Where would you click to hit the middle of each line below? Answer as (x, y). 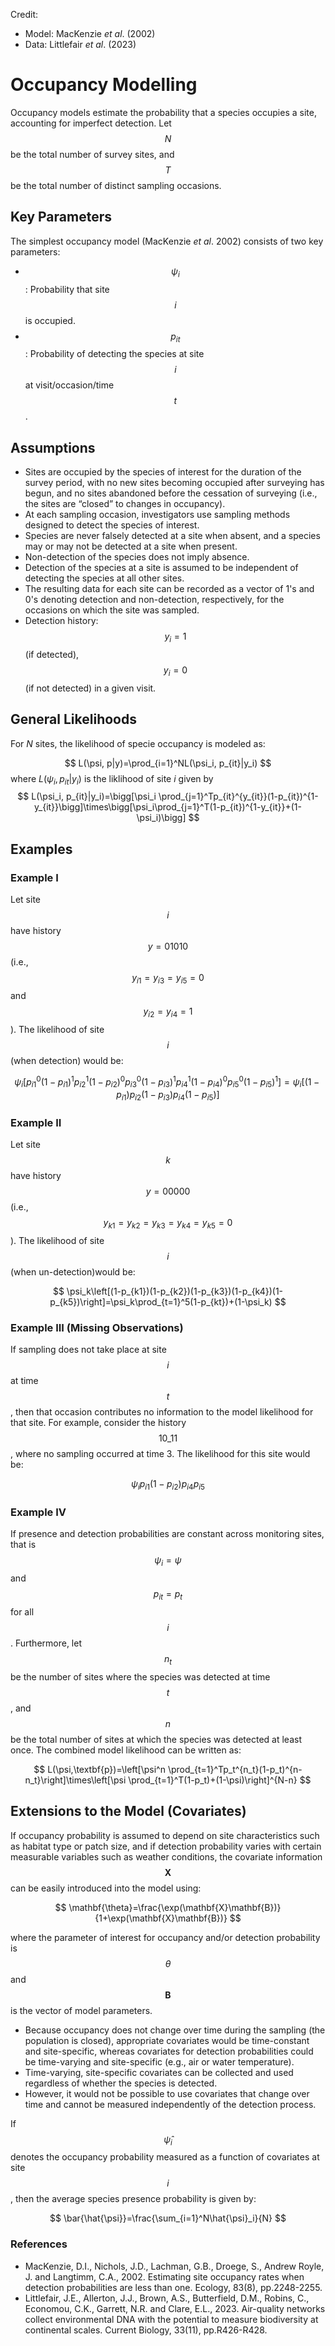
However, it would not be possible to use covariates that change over (167, 2093)
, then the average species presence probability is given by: (133, 2199)
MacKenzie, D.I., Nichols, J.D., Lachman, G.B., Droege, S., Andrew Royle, (174, 2266)
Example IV (38, 1512)
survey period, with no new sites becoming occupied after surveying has (174, 483)
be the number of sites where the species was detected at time (140, 1676)
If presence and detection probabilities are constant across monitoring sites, (167, 1534)
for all (22, 1611)
